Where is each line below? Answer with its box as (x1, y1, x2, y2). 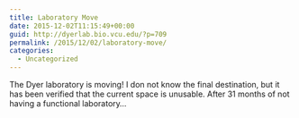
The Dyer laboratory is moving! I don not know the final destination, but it (9, 80, 280, 89)
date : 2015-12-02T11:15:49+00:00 (9, 21, 135, 30)
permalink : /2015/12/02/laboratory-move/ (9, 38, 168, 47)
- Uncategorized (17, 55, 78, 63)
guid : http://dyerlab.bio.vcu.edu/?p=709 (9, 29, 168, 38)
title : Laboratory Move (9, 13, 99, 22)
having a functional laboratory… (9, 98, 127, 108)
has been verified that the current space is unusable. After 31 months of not (9, 88, 290, 99)
